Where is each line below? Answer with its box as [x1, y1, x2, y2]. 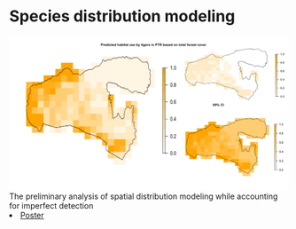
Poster [20, 210, 44, 221]
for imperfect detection [9, 201, 94, 211]
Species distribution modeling [9, 6, 236, 27]
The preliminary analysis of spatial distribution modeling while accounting [9, 191, 278, 201]
